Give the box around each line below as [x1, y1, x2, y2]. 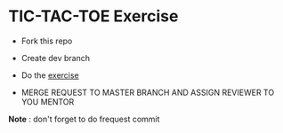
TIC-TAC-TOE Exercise [8, 6, 179, 27]
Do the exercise [20, 69, 79, 81]
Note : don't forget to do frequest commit [8, 113, 160, 124]
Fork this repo [20, 35, 73, 46]
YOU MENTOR [20, 96, 75, 107]
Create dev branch [20, 52, 91, 63]
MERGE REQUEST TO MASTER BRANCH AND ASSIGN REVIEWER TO [20, 87, 275, 98]
